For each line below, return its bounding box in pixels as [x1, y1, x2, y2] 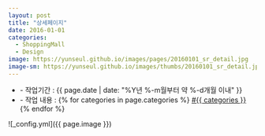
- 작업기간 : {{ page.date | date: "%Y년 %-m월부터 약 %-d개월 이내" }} [19, 85, 243, 94]
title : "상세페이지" [8, 19, 68, 27]
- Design [15, 48, 44, 56]
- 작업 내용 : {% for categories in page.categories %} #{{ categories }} [19, 95, 247, 105]
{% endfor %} [19, 104, 65, 113]
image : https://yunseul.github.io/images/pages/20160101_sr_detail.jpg [8, 56, 248, 64]
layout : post [8, 11, 51, 20]
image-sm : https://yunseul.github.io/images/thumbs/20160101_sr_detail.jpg [8, 63, 263, 71]
